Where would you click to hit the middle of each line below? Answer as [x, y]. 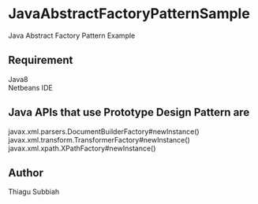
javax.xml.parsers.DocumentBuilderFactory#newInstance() [104, 132]
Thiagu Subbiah [34, 192]
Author [26, 173]
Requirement [41, 60]
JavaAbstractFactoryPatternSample [129, 14]
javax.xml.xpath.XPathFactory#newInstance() [82, 148]
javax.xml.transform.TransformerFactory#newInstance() [99, 139]
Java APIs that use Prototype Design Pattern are [129, 112]
